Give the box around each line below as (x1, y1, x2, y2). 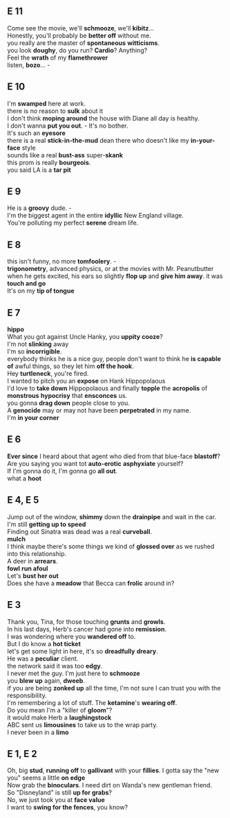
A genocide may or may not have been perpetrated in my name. (7, 406, 191, 415)
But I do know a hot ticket (7, 639, 82, 647)
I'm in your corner (7, 414, 59, 422)
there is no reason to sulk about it (7, 107, 104, 115)
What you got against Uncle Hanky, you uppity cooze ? (7, 333, 164, 341)
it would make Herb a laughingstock (7, 713, 112, 722)
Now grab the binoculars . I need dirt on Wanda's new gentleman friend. (7, 781, 213, 790)
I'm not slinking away (7, 340, 69, 349)
